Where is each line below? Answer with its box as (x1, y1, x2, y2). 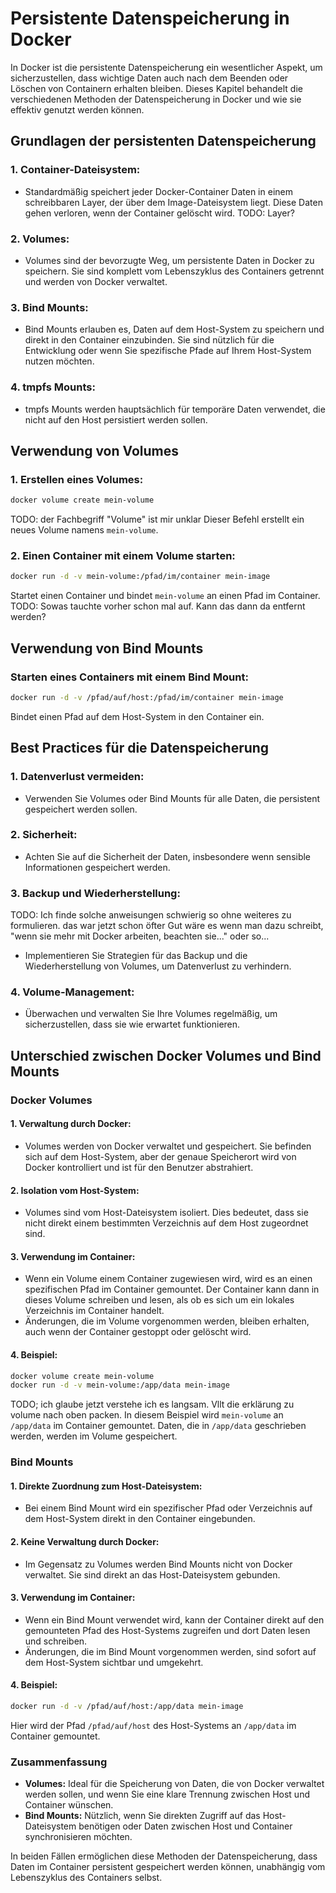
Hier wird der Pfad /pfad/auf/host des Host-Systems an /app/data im (10, 1719, 297, 1731)
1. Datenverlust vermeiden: (10, 770, 145, 784)
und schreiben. (24, 1635, 88, 1647)
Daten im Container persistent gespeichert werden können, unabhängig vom (10, 1861, 326, 1873)
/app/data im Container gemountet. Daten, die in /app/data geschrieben (10, 1420, 307, 1432)
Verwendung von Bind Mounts (10, 640, 204, 657)
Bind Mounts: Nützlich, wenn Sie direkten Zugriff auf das (24, 1810, 261, 1822)
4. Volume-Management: (10, 985, 135, 999)
